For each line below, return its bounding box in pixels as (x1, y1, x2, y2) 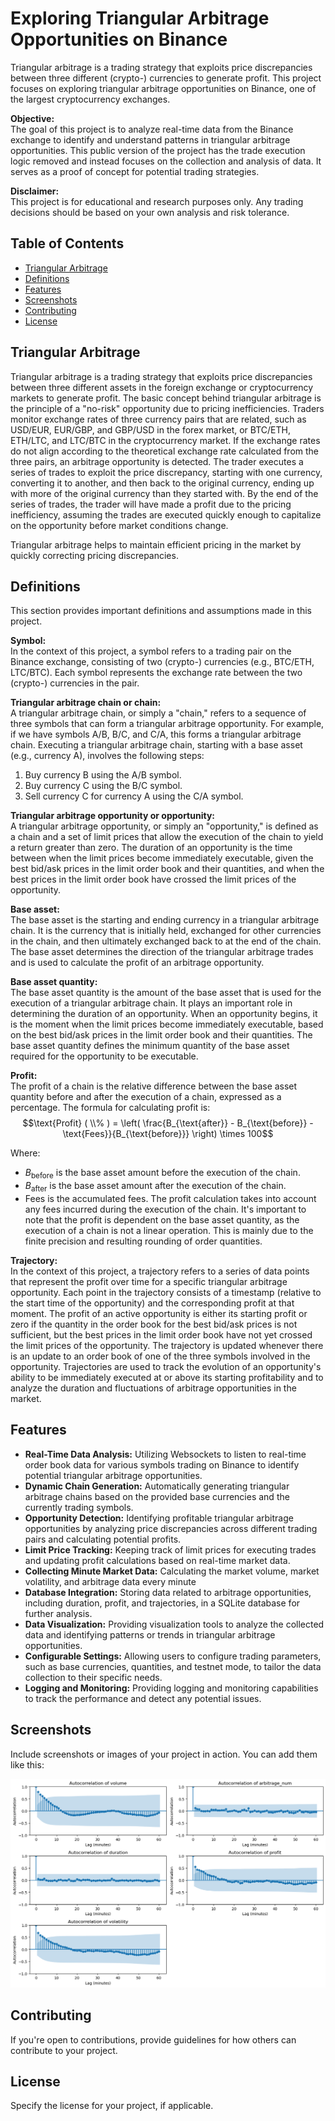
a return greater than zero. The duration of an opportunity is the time (10, 842, 293, 854)
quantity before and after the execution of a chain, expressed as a (10, 1091, 282, 1103)
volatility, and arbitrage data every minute (24, 1575, 197, 1587)
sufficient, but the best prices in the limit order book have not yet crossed (10, 1328, 313, 1341)
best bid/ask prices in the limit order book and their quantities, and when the (10, 863, 325, 875)
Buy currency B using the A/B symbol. (24, 769, 182, 781)
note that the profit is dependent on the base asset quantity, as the (24, 1213, 300, 1226)
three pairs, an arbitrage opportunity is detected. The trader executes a (10, 455, 304, 467)
